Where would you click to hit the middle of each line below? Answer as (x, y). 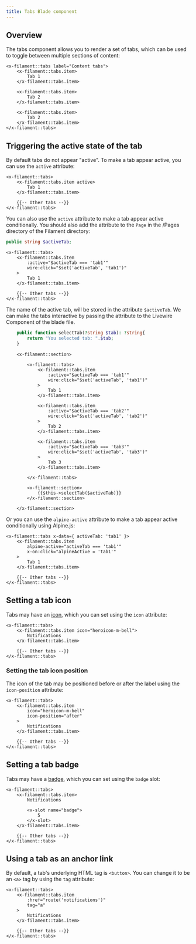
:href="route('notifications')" (67, 900)
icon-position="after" (55, 716)
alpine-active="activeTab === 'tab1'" (74, 546)
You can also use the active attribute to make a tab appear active (85, 219)
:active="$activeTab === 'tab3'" (89, 446)
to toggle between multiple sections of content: (63, 56)
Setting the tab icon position (47, 671)
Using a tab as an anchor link (60, 859)
